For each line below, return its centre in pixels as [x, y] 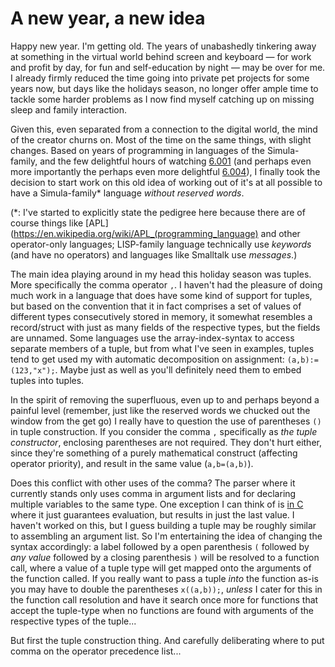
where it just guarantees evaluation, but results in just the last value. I [152, 514]
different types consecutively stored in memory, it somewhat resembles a [161, 316]
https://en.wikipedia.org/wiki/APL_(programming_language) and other [157, 233]
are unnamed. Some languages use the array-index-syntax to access [152, 338]
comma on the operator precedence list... [96, 651]
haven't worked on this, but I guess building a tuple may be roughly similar [163, 525]
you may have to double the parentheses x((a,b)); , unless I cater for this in [166, 589]
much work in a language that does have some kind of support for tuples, [161, 295]
